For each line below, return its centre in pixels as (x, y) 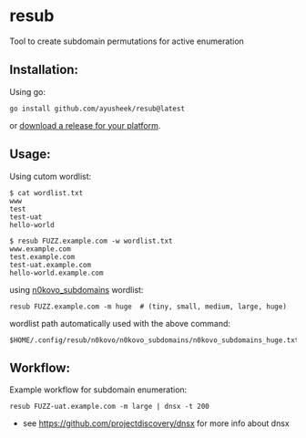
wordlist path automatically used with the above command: (120, 323)
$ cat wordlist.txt (46, 193)
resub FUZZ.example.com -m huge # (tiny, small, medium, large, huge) (148, 307)
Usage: (31, 155)
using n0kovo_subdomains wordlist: (76, 289)
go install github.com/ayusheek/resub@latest (97, 109)
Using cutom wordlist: (51, 176)
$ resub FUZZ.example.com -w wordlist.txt (91, 241)
